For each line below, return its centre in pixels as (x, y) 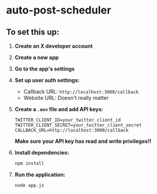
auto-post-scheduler (59, 10)
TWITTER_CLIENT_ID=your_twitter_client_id (68, 120)
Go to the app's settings (45, 69)
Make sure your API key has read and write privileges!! (83, 141)
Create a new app (37, 57)
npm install (29, 163)
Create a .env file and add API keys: (59, 109)
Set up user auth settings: (47, 80)
